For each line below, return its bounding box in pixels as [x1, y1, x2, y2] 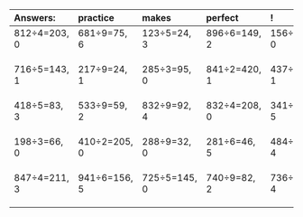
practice [78, 12, 115, 24]
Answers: [14, 12, 56, 24]
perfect [206, 12, 239, 24]
